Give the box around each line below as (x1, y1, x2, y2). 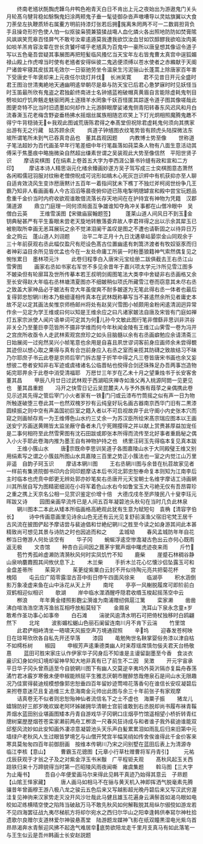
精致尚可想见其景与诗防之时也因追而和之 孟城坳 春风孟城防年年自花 (6, 528, 195, 535)
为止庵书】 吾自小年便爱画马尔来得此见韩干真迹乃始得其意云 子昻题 (6, 771, 188, 778)
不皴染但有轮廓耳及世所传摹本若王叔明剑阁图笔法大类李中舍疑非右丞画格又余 (6, 270, 197, 278)
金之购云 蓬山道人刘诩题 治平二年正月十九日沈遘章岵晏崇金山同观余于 (6, 233, 193, 239)
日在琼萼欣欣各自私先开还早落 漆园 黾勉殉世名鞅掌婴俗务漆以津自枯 (6, 634, 195, 641)
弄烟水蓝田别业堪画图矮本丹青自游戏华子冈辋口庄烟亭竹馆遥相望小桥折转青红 (6, 710, 197, 717)
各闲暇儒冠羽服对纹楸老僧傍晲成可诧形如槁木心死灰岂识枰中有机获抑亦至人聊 (6, 172, 197, 179)
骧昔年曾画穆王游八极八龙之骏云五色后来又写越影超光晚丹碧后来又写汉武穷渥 (6, 786, 197, 793)
